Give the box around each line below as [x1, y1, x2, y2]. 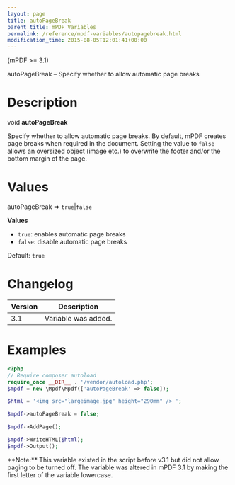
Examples [7, 342, 67, 358]
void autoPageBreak [7, 118, 68, 127]
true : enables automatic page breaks [17, 230, 126, 238]
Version [11, 302, 38, 312]
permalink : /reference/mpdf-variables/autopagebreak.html [7, 30, 182, 38]
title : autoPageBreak [7, 17, 71, 24]
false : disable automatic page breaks [17, 238, 127, 246]
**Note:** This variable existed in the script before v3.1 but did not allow [7, 455, 219, 464]
